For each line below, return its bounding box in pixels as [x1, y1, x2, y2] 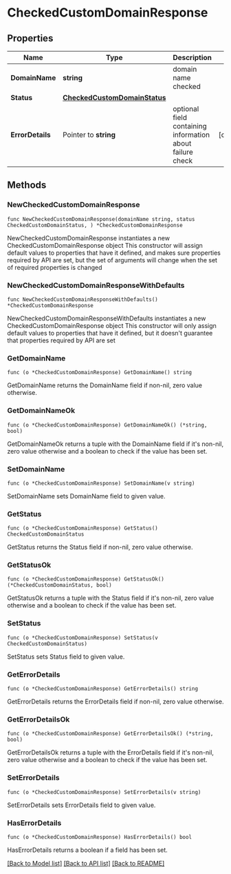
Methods [7, 179, 47, 191]
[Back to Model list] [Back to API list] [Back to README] [7, 859, 165, 867]
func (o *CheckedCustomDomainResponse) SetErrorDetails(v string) [7, 788, 201, 795]
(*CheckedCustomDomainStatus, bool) [7, 582, 112, 589]
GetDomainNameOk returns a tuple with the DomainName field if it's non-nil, [7, 440, 224, 448]
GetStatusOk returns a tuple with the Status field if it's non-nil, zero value [7, 594, 214, 602]
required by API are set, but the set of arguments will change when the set [7, 255, 218, 264]
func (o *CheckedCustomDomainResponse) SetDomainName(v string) [7, 480, 195, 487]
